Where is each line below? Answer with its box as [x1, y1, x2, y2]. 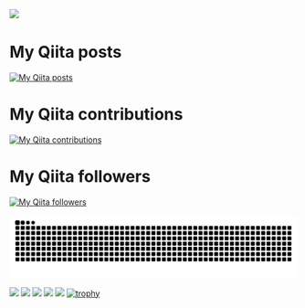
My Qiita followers [9, 166, 151, 187]
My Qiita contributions [9, 104, 184, 125]
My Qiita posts [9, 42, 122, 63]
